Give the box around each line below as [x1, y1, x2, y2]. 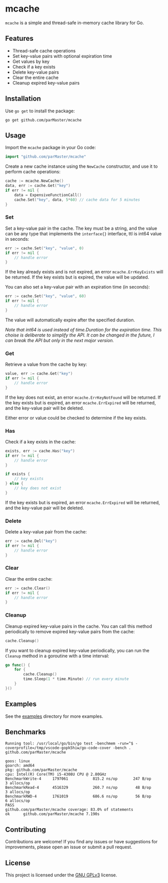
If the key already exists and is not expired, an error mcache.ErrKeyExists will [5, 269, 163, 275]
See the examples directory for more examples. [5, 713, 103, 719]
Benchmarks [5, 727, 46, 736]
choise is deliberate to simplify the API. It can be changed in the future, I [5, 332, 154, 338]
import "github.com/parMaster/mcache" [5, 154, 86, 159]
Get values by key [12, 58, 50, 64]
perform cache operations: [5, 169, 61, 175]
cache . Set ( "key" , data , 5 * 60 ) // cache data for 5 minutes [14, 197, 140, 202]
